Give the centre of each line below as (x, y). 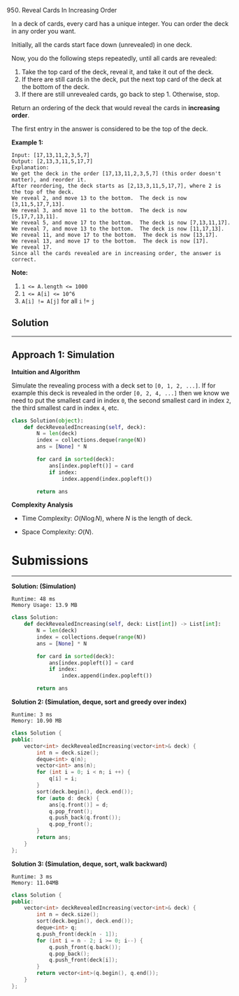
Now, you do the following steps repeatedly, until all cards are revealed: (114, 58)
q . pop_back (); (69, 954)
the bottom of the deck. (56, 87)
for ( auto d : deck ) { (68, 798)
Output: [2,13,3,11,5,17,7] (52, 161)
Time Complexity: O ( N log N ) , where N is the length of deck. (107, 519)
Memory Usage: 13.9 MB (44, 606)
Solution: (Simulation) (44, 586)
